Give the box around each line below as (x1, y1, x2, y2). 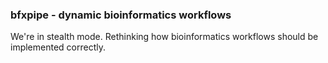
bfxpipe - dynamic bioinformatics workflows (10, 8, 232, 22)
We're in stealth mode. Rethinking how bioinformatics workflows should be (10, 31, 319, 43)
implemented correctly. (10, 41, 106, 53)
